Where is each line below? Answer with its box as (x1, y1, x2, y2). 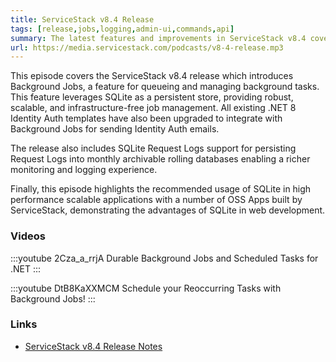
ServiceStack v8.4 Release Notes (24, 340, 163, 352)
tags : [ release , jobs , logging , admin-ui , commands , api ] (10, 24, 235, 34)
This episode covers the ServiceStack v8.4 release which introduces (10, 70, 294, 82)
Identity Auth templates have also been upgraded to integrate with (10, 112, 283, 125)
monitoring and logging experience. (10, 164, 158, 176)
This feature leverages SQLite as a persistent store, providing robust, (10, 91, 294, 103)
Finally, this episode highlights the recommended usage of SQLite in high (10, 183, 312, 195)
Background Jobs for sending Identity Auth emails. (10, 123, 220, 135)
